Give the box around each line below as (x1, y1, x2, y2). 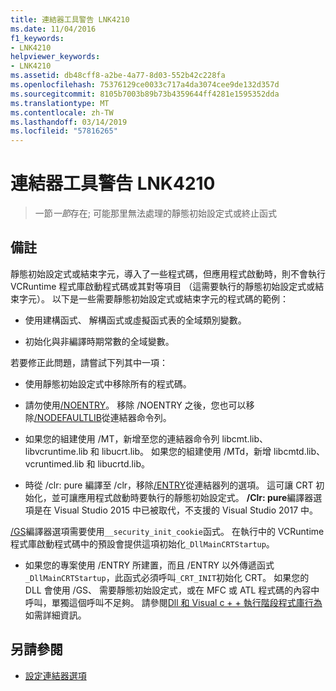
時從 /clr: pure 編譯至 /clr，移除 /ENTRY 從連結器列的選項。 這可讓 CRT (24, 479, 314, 491)
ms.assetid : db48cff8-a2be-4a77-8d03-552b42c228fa (10, 71, 226, 81)
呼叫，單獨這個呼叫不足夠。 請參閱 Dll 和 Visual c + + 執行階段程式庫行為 (24, 596, 323, 608)
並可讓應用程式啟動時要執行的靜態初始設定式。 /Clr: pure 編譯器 (51, 491, 314, 503)
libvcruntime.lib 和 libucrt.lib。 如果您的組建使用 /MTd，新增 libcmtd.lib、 (24, 445, 326, 457)
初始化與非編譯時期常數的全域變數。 (24, 335, 175, 347)
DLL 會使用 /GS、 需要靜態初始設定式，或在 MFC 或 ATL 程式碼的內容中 (24, 584, 320, 596)
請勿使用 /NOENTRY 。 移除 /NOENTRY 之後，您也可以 (24, 399, 247, 411)
